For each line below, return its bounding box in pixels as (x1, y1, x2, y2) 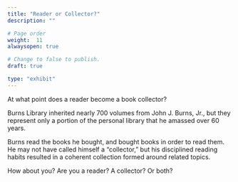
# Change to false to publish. (7, 56, 100, 63)
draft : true (7, 63, 43, 70)
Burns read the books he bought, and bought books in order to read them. (7, 137, 225, 146)
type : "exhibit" (7, 75, 56, 82)
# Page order (7, 30, 46, 37)
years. (7, 124, 26, 132)
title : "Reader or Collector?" (7, 10, 100, 18)
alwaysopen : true (7, 43, 59, 50)
